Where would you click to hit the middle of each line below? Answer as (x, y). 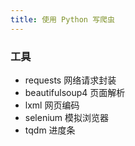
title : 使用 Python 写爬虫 (62, 19)
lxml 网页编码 (52, 105)
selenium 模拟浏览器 (67, 117)
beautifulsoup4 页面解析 (75, 92)
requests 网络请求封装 (70, 80)
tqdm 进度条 (50, 130)
